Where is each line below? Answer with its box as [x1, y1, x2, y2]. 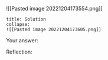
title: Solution [6, 16, 46, 22]
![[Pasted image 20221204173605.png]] [6, 26, 102, 32]
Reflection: [6, 48, 32, 55]
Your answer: [6, 37, 38, 44]
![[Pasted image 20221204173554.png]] [6, 5, 103, 12]
